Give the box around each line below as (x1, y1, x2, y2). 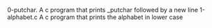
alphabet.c (7, 13, 38, 21)
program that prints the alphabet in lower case (50, 13, 183, 21)
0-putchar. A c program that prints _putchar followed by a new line (7, 6, 199, 14)
